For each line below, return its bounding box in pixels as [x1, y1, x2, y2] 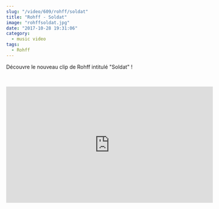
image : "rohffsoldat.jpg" [6, 19, 70, 25]
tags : [6, 42, 19, 48]
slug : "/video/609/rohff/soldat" [6, 8, 89, 15]
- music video [11, 36, 46, 42]
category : [6, 31, 31, 37]
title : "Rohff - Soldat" [6, 14, 67, 20]
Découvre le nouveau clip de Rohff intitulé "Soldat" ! [6, 63, 133, 70]
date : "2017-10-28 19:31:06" [6, 25, 78, 31]
